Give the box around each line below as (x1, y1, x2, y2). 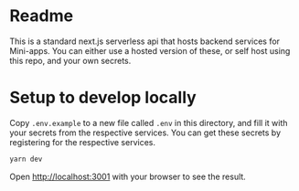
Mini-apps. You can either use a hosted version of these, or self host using (9, 45, 291, 56)
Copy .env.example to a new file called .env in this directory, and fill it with (9, 117, 288, 128)
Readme (9, 5, 74, 27)
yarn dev (9, 154, 43, 164)
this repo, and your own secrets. (9, 55, 132, 66)
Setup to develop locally (9, 88, 197, 108)
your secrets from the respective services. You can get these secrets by (9, 127, 282, 138)
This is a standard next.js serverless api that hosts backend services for (9, 36, 281, 47)
